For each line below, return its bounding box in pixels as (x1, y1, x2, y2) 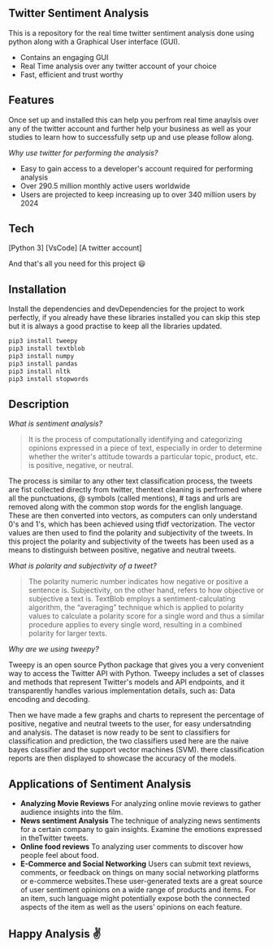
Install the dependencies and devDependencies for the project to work (8, 304, 245, 314)
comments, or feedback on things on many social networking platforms (19, 868, 259, 877)
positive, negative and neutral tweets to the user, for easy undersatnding (8, 719, 252, 729)
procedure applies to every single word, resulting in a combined (28, 620, 242, 630)
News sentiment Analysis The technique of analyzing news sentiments (19, 816, 261, 825)
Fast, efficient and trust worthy (19, 69, 123, 80)
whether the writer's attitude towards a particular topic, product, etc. (28, 452, 258, 461)
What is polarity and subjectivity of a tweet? (8, 561, 157, 571)
